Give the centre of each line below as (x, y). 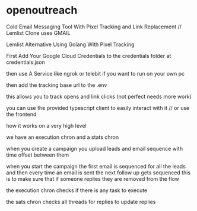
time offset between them (38, 155)
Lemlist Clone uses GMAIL (38, 33)
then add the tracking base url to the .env (57, 85)
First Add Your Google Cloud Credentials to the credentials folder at (89, 56)
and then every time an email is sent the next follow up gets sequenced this (99, 173)
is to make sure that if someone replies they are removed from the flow (93, 178)
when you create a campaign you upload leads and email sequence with (94, 148)
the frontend (21, 114)
